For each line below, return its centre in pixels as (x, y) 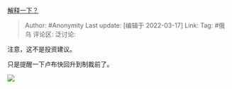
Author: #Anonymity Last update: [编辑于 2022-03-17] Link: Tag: (119, 25)
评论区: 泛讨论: (54, 34)
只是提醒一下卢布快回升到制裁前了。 (60, 64)
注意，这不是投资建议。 (42, 49)
